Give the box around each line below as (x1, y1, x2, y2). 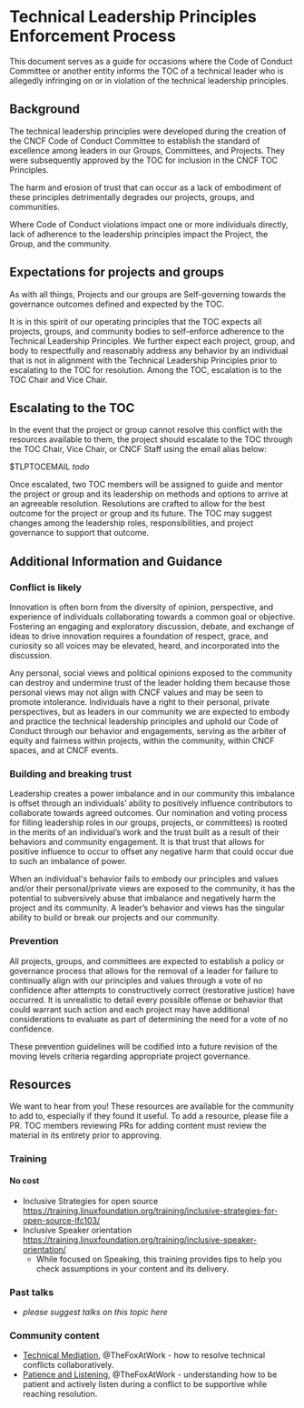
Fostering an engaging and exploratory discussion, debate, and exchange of (9, 621, 295, 632)
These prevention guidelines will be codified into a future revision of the (9, 1041, 279, 1051)
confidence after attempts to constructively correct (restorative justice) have (9, 984, 296, 995)
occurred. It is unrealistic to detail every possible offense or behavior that (9, 994, 283, 1005)
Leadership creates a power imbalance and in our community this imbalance (9, 789, 295, 800)
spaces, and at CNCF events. (9, 745, 119, 756)
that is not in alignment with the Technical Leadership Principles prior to (9, 355, 278, 366)
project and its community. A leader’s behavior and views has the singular (9, 902, 286, 913)
